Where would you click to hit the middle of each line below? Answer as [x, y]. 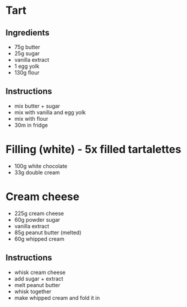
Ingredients [28, 33]
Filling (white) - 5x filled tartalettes [93, 149]
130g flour [27, 72]
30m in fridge [31, 125]
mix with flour [31, 118]
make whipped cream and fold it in [57, 297]
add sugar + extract [39, 278]
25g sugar [27, 53]
